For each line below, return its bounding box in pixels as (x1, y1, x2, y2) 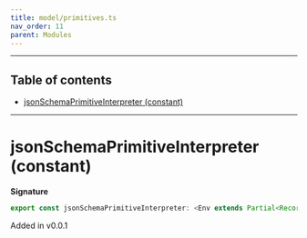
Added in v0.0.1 (10, 220, 68, 231)
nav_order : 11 (10, 22, 65, 31)
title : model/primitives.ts (10, 13, 118, 23)
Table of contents (10, 72, 112, 87)
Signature (10, 186, 49, 197)
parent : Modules (10, 30, 72, 39)
